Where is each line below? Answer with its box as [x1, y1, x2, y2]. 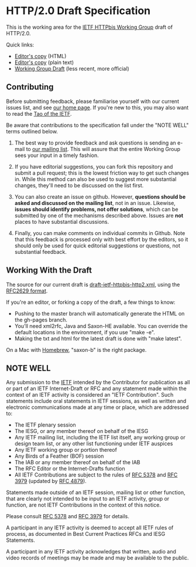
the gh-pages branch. [14, 316, 67, 323]
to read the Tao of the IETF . [6, 110, 72, 117]
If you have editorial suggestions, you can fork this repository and [14, 163, 173, 170]
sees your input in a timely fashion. [14, 152, 99, 159]
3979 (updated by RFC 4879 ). [14, 478, 87, 485]
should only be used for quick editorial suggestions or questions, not [14, 242, 180, 249]
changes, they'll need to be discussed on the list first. [14, 182, 144, 189]
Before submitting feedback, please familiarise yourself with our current [6, 98, 180, 105]
